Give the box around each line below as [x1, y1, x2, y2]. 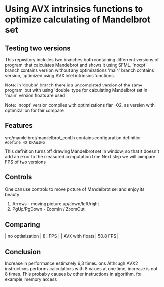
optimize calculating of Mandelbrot [5, 14, 151, 25]
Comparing [5, 220, 40, 229]
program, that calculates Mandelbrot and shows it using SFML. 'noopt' [5, 62, 147, 68]
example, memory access [5, 276, 57, 282]
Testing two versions [5, 44, 71, 52]
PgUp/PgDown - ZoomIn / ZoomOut [12, 206, 85, 212]
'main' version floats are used [5, 92, 65, 98]
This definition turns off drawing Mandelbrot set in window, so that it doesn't [5, 148, 159, 154]
